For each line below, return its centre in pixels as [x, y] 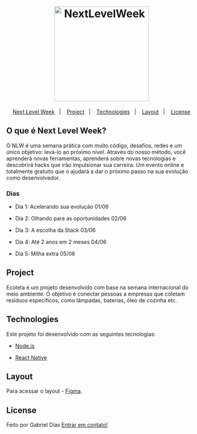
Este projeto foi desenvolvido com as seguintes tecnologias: [81, 334]
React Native [31, 358]
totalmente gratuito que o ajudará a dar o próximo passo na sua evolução [97, 171]
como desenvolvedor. [33, 178]
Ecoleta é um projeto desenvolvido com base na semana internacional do [98, 287]
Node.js [25, 345]
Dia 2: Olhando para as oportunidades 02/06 [71, 219]
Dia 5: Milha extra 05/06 [45, 254]
